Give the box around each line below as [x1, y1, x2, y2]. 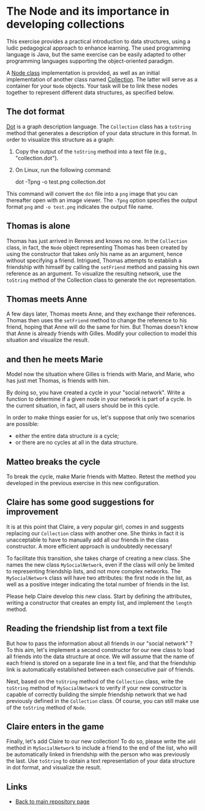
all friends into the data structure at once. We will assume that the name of [6, 653, 195, 660]
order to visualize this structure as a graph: [6, 136, 115, 143]
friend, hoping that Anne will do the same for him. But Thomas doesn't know [6, 324, 199, 331]
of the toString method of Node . [6, 704, 87, 711]
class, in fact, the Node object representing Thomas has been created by [6, 244, 188, 251]
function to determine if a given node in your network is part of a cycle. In [6, 395, 192, 403]
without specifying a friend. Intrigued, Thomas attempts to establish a [6, 257, 182, 264]
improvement [6, 506, 59, 517]
